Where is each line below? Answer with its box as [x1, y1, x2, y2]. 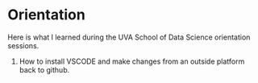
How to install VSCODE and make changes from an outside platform [19, 56, 245, 66]
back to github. [19, 64, 70, 74]
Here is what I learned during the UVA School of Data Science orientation [7, 32, 251, 42]
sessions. [7, 40, 40, 50]
